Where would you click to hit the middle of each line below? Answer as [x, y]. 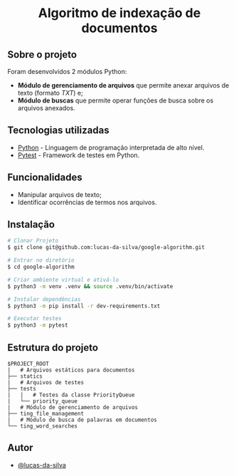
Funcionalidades [45, 178]
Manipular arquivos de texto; [59, 194]
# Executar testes [34, 319]
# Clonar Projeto [33, 241]
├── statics [25, 376]
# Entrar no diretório [41, 260]
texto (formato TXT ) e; [50, 93]
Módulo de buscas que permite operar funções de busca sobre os [116, 100]
